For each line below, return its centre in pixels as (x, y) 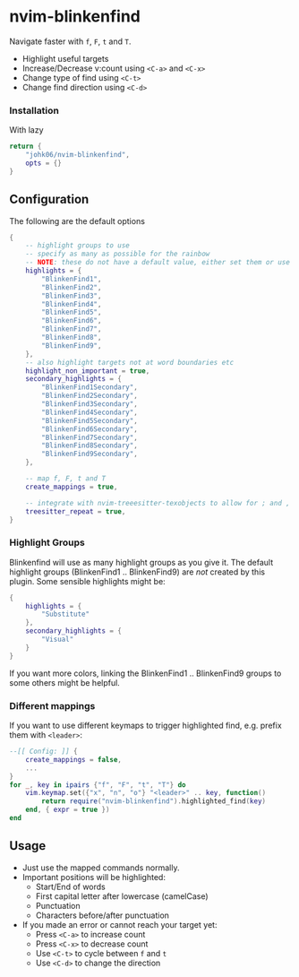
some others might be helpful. (65, 682)
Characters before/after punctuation (103, 915)
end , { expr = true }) (68, 810)
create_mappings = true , (72, 487)
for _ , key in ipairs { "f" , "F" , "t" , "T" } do (98, 785)
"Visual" (58, 640)
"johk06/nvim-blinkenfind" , (77, 155)
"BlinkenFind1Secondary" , (90, 387)
